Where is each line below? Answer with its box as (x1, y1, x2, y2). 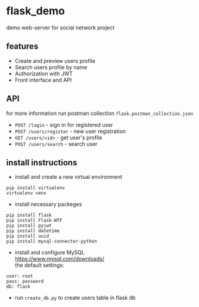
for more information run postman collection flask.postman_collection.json (6, 110, 194, 117)
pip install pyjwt (6, 223, 52, 229)
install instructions (6, 157, 77, 168)
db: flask (6, 284, 31, 290)
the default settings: (14, 262, 64, 269)
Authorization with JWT (14, 70, 73, 77)
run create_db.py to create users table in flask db (14, 294, 136, 302)
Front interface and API (14, 76, 72, 83)
